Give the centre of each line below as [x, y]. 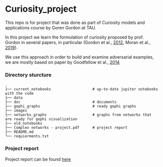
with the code [20, 94]
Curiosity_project [41, 9]
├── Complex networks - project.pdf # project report [66, 128]
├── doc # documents [61, 102]
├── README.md [20, 132]
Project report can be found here [38, 159]
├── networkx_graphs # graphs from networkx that [78, 115]
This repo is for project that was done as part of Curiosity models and [75, 22]
